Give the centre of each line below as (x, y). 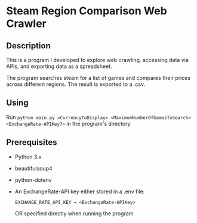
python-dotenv (33, 179)
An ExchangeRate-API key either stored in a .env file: (80, 191)
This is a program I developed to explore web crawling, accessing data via (98, 60)
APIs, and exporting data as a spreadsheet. (59, 66)
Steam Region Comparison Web (87, 11)
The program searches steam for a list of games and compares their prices (98, 78)
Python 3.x (28, 157)
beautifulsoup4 (33, 168)
